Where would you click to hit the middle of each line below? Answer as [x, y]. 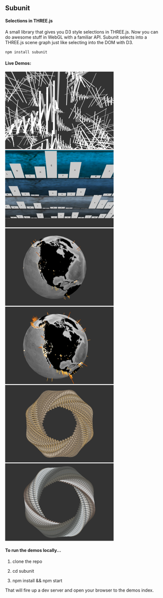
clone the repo [27, 561]
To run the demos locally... [33, 550]
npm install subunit [27, 52]
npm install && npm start [37, 580]
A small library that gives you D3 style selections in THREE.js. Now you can [82, 32]
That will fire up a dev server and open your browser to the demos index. [80, 590]
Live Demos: [18, 63]
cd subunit [23, 571]
